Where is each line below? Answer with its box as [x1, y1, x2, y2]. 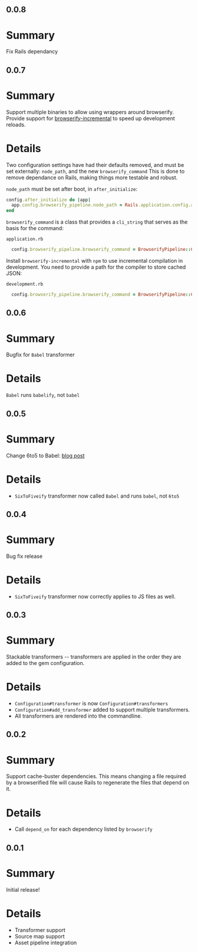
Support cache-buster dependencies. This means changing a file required [6, 773, 186, 780]
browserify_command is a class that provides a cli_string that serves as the [6, 218, 188, 225]
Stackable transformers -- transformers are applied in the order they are [6, 653, 181, 660]
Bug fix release [6, 553, 43, 560]
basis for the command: [6, 225, 64, 232]
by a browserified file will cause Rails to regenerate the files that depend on [6, 779, 190, 786]
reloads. [6, 121, 26, 128]
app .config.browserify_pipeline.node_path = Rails [11, 202, 138, 208]
